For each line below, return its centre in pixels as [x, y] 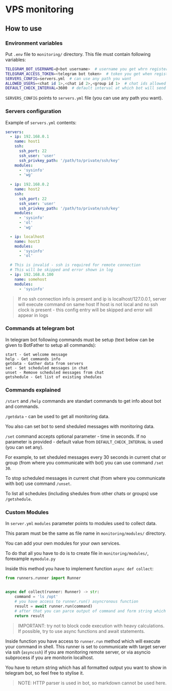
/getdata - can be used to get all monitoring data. [58, 417]
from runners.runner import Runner [43, 578]
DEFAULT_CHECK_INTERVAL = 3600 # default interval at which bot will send [86, 88]
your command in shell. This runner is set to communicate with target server [86, 646]
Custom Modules [27, 512]
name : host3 [27, 241]
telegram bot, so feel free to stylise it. [45, 673]
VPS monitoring [40, 10]
